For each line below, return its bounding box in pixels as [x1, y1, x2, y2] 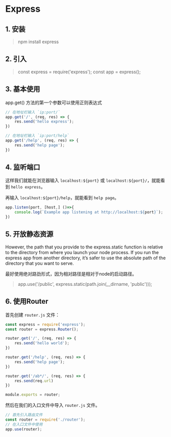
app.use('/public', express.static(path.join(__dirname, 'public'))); [17, 281, 152, 287]
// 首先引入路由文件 [5, 412, 43, 418]
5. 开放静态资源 [5, 230, 54, 239]
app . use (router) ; [5, 426, 42, 432]
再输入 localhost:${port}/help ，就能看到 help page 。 [5, 195, 119, 201]
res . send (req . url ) [14, 378, 54, 383]
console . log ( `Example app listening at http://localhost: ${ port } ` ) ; [14, 210, 163, 215]
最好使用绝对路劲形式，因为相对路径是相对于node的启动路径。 [5, 270, 137, 277]
